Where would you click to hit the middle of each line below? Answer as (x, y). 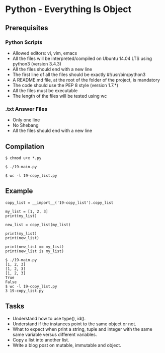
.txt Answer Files (26, 109)
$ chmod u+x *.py (23, 158)
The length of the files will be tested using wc (60, 96)
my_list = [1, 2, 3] (27, 211)
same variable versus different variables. (55, 334)
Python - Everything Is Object (68, 9)
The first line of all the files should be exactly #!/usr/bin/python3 (79, 75)
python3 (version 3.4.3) (37, 63)
